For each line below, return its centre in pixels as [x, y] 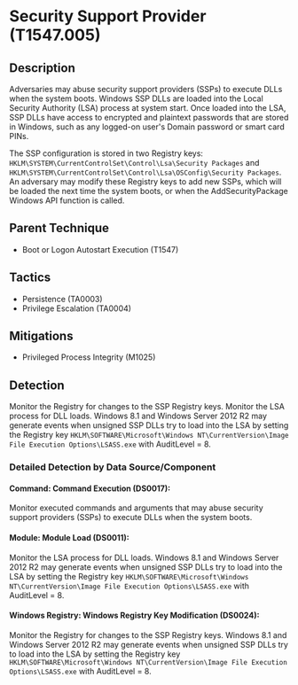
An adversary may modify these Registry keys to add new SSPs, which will [145, 182]
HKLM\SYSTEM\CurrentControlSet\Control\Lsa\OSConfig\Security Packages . [145, 172]
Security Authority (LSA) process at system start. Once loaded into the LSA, [148, 108]
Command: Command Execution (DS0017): [90, 488]
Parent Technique [59, 228]
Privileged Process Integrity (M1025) [89, 357]
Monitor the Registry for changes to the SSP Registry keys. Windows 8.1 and [148, 634]
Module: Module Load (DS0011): [70, 537]
